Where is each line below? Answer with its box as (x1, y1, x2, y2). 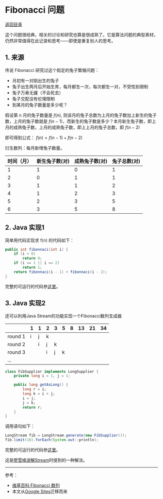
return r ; (22, 405, 42, 410)
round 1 (7, 333, 26, 340)
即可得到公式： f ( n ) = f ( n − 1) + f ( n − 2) (5, 135, 82, 140)
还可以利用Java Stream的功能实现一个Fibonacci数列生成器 (5, 313, 122, 319)
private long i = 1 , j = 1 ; (14, 374, 70, 379)
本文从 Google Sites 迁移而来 (12, 489, 68, 494)
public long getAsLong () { (14, 382, 68, 387)
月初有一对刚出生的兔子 (12, 77, 59, 83)
